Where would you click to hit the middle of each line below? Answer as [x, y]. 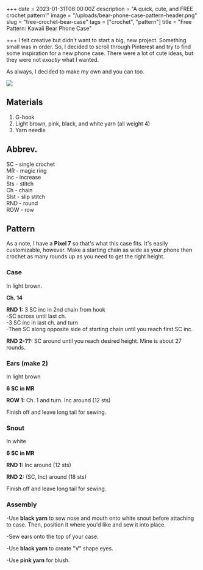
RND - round [22, 203]
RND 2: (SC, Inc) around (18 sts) [47, 477]
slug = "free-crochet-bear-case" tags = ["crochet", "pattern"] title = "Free [99, 22]
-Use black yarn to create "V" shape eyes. [60, 548]
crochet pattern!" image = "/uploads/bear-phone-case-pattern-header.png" [102, 15]
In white [16, 441]
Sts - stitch [20, 184]
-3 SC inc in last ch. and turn [42, 322]
